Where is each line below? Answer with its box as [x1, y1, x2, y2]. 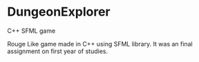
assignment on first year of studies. [7, 47, 108, 55]
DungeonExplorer [7, 4, 111, 20]
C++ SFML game [7, 27, 56, 35]
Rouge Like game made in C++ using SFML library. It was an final [7, 40, 193, 48]
